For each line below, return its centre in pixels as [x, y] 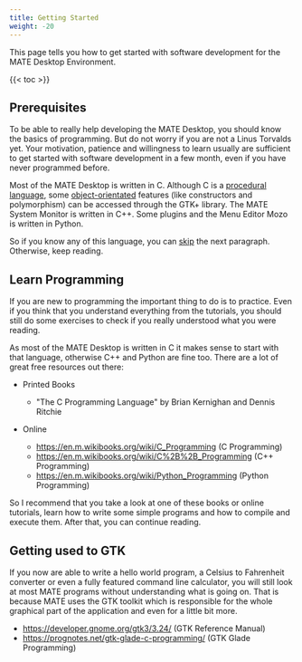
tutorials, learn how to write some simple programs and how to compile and [150, 513]
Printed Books [48, 385]
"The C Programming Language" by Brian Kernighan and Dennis [156, 402]
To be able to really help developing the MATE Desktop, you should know [146, 130]
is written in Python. [47, 224]
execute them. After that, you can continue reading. [105, 523]
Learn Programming [67, 279]
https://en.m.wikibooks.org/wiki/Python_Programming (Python [152, 475]
